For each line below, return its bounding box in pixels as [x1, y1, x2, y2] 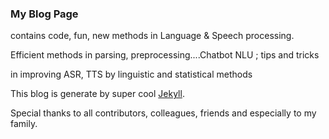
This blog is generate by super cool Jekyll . [10, 88, 185, 100]
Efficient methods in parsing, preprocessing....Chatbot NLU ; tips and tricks [10, 49, 320, 61]
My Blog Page [10, 7, 79, 21]
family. [10, 118, 38, 130]
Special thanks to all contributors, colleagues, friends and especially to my [10, 107, 317, 119]
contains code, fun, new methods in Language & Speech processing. [10, 30, 295, 42]
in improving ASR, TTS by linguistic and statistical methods [10, 68, 253, 81]
